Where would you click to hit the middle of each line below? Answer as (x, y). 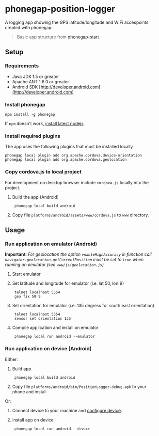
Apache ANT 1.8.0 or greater (40, 81)
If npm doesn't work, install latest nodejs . (45, 123)
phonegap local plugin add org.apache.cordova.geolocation (66, 160)
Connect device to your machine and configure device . (67, 410)
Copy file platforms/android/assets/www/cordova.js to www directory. (80, 215)
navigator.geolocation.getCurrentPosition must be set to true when (74, 260)
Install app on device (33, 420)
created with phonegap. (29, 27)
